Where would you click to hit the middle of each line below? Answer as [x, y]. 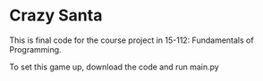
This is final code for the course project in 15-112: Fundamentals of [131, 40]
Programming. [35, 49]
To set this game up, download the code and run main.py [114, 67]
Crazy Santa [56, 16]
